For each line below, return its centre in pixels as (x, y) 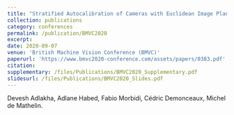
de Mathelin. (25, 106)
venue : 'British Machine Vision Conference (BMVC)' (84, 53)
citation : (22, 66)
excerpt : (20, 40)
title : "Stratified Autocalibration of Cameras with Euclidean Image (110, 14)
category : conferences (40, 26)
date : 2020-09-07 (32, 46)
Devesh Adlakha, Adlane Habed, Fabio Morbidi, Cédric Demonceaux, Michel (117, 98)
